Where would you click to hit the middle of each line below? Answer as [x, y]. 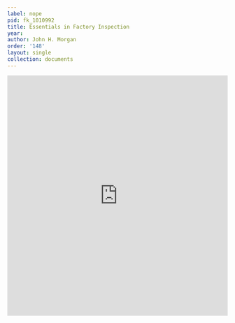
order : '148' [26, 46]
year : [15, 33]
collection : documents [40, 59]
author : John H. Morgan [42, 40]
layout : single [29, 53]
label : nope [24, 14]
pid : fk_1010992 [31, 20]
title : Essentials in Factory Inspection [69, 27]
